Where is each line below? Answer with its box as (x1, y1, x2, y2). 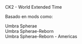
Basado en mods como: (5, 14, 53, 19)
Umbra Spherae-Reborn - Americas (5, 34, 78, 39)
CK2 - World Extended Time (5, 4, 62, 10)
